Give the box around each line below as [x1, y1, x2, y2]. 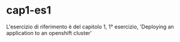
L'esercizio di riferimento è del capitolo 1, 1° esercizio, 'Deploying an [6, 23, 174, 30]
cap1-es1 [6, 4, 52, 17]
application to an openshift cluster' [6, 29, 92, 36]
